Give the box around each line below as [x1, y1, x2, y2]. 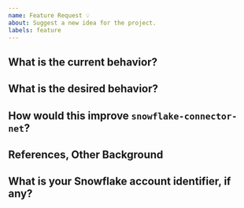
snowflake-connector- [131, 110, 238, 122]
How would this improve [8, 109, 130, 122]
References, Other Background [8, 147, 164, 162]
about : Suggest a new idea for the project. [8, 19, 157, 27]
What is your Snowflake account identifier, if [8, 175, 231, 188]
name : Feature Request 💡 [8, 11, 91, 20]
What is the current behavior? [8, 55, 157, 69]
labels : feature [8, 26, 61, 34]
